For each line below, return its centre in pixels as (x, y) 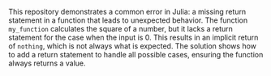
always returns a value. (47, 63)
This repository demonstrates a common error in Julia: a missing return (127, 12)
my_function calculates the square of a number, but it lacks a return (121, 29)
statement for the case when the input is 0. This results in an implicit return (133, 37)
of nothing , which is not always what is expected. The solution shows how (133, 46)
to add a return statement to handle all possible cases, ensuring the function (136, 55)
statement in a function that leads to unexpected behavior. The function (128, 20)
